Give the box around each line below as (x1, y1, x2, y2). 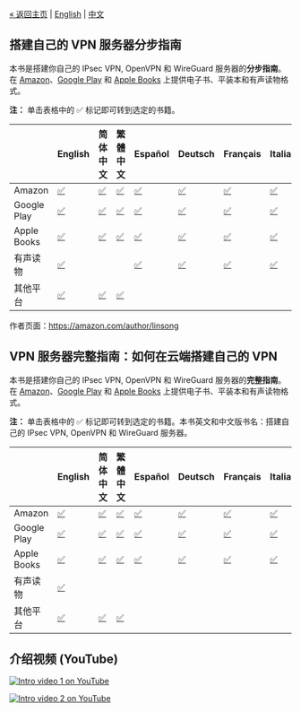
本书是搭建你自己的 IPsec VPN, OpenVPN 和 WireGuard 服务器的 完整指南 (9, 374, 279, 385)
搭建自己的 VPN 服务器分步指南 (9, 38, 182, 53)
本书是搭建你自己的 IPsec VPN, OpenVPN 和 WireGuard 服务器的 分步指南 (9, 63, 279, 74)
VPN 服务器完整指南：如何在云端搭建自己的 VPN (9, 349, 278, 364)
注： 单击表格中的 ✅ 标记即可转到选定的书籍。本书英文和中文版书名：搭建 (9, 416, 282, 427)
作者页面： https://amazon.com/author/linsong (9, 320, 179, 331)
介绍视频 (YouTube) (9, 652, 119, 667)
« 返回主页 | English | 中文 (9, 9, 105, 19)
